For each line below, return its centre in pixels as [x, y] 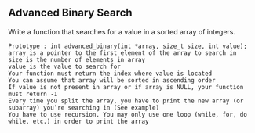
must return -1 [33, 94]
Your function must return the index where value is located [110, 74]
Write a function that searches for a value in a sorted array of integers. [122, 31]
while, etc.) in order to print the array [78, 121]
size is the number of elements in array [77, 59]
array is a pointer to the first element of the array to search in [122, 53]
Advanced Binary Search [70, 13]
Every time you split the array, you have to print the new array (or [126, 101]
